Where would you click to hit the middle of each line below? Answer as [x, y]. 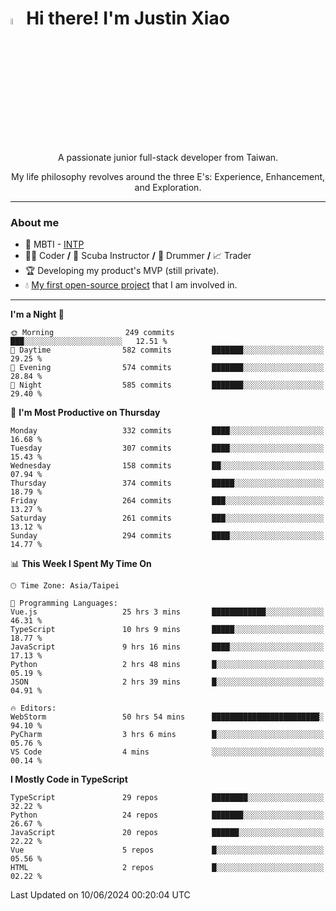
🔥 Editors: [33, 708]
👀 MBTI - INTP [54, 244]
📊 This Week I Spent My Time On [81, 564]
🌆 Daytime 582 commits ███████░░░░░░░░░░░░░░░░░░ [167, 350]
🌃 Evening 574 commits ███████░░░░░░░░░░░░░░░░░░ [167, 368]
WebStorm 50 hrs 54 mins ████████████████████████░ [167, 717]
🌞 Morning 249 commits [92, 333]
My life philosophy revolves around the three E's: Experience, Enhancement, [168, 177]
